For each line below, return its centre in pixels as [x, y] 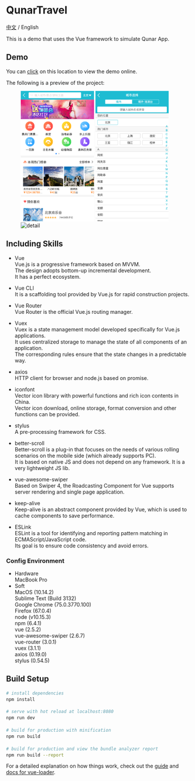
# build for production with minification [59, 730]
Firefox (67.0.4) [33, 611]
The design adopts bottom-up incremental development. [83, 270]
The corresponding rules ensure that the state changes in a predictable [100, 354]
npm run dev [20, 718]
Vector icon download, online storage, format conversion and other [95, 408]
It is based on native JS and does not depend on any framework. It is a [100, 462]
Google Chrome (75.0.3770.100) [53, 605]
